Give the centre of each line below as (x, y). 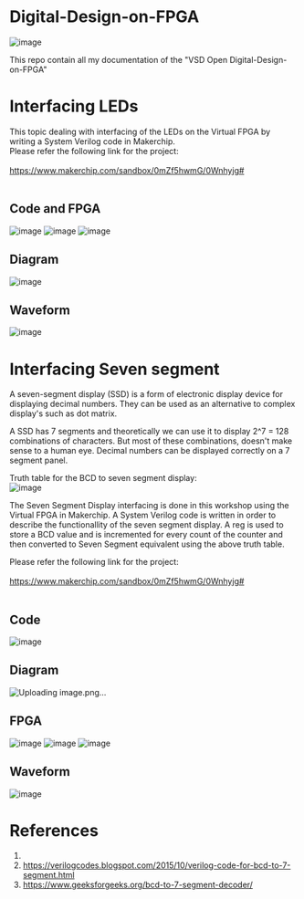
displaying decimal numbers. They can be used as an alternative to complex (152, 404)
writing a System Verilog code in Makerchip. (93, 141)
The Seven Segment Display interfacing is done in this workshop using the (149, 506)
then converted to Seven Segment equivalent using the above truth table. (147, 544)
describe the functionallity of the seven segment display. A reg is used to (147, 525)
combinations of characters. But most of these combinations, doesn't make (151, 441)
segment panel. (39, 460)
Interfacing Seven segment (115, 369)
